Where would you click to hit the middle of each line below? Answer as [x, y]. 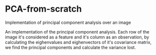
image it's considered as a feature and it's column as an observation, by [77, 37]
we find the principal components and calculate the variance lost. [70, 47]
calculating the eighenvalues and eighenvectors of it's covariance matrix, [78, 42]
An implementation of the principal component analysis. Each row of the [77, 32]
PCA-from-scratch [43, 9]
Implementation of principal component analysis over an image [68, 22]
